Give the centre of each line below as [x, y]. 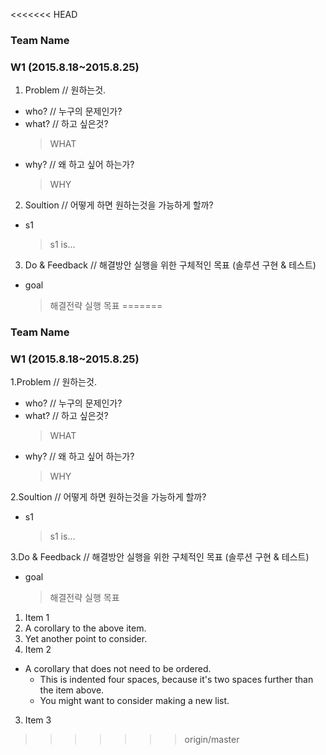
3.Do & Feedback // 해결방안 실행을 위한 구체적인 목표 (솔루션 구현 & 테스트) [160, 557]
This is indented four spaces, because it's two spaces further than [176, 680]
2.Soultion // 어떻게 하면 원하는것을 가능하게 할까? [108, 497]
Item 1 [37, 618]
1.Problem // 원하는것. [54, 382]
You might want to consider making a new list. [134, 701]
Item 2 [38, 650]
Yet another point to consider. [86, 639]
